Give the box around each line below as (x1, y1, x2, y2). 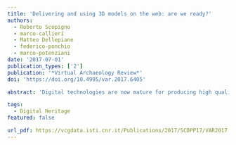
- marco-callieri (13, 30, 65, 37)
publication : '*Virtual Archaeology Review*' (7, 69, 143, 76)
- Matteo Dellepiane (13, 37, 74, 44)
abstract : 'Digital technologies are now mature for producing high (7, 89, 212, 96)
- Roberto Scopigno (13, 23, 71, 30)
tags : (7, 101, 23, 108)
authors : (7, 17, 33, 24)
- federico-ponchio (13, 43, 71, 50)
